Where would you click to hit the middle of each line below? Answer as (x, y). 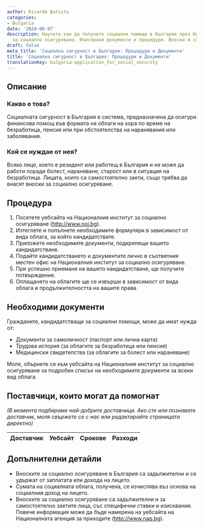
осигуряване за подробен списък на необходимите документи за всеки (100, 371)
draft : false (23, 46)
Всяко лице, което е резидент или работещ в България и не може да (95, 165)
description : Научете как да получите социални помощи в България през (98, 34)
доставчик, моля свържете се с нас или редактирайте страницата (93, 416)
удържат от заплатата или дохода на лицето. (73, 480)
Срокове (93, 438)
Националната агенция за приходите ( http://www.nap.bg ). (90, 518)
